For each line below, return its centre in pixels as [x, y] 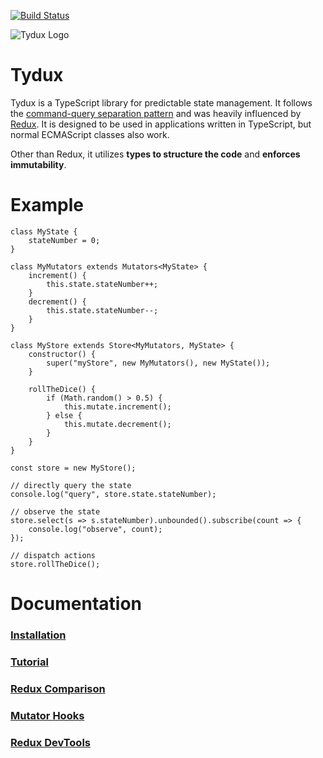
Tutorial [29, 662]
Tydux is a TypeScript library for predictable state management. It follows [161, 102]
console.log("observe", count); [95, 529]
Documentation [76, 604]
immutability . [38, 164]
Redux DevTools [50, 742]
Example [47, 205]
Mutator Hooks [47, 715]
